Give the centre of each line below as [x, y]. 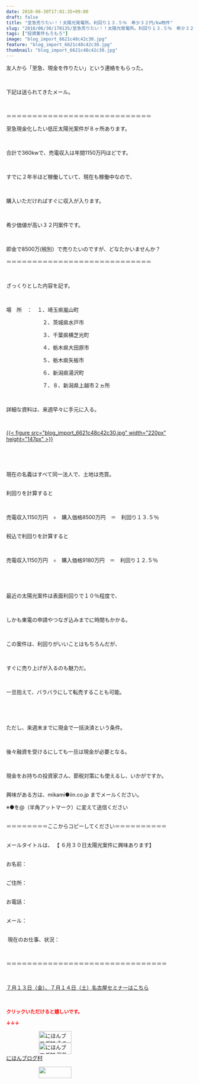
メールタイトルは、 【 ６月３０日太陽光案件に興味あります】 [80, 845]
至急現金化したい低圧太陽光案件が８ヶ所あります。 [68, 129]
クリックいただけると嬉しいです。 [44, 1011]
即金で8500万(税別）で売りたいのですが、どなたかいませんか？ [84, 249]
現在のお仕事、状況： [33, 939]
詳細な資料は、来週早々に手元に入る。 [53, 409]
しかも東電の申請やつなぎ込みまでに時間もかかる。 [68, 619]
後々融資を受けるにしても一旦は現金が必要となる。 [68, 752]
